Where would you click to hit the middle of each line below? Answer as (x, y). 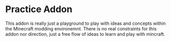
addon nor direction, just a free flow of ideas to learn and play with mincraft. (85, 34)
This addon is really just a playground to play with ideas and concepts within (86, 23)
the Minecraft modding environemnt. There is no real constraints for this (81, 28)
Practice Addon (39, 9)
